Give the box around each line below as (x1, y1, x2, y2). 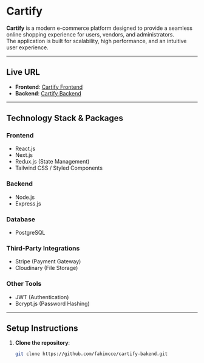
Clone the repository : (15, 339, 70, 347)
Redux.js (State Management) (15, 158, 90, 165)
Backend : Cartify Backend (15, 89, 82, 97)
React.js (15, 145, 36, 153)
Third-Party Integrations (6, 244, 80, 252)
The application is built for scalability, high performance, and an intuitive (6, 37, 187, 44)
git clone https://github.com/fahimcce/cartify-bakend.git (15, 351, 168, 357)
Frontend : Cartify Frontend (15, 83, 83, 91)
